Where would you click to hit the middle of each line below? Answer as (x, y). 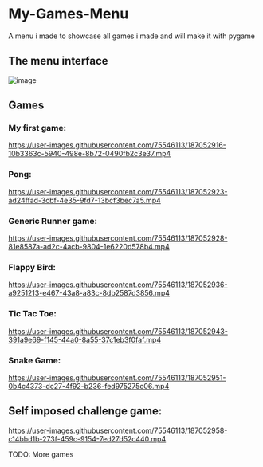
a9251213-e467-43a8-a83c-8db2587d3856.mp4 (89, 293)
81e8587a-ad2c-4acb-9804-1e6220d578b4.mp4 (89, 247)
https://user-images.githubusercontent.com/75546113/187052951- (117, 377)
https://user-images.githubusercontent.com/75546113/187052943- (118, 331)
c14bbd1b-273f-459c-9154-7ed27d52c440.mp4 (87, 438)
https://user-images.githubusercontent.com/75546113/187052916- (118, 145)
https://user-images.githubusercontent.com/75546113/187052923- (118, 191)
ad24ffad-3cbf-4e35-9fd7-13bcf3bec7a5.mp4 (85, 200)
